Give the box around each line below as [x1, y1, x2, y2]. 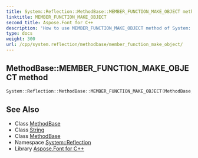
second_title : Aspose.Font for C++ [6, 19, 94, 25]
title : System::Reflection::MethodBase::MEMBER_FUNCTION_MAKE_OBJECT [6, 8, 181, 15]
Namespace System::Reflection [14, 139, 91, 146]
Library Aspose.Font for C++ [14, 145, 84, 152]
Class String [14, 126, 45, 133]
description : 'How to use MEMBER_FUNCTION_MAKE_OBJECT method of [6, 25, 170, 31]
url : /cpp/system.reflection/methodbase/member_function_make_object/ [6, 42, 183, 48]
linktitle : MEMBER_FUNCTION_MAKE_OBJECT [6, 14, 107, 20]
